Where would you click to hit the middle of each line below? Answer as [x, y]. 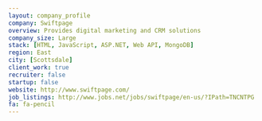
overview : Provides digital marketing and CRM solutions [105, 30]
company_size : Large [43, 38]
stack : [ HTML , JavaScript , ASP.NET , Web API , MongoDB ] [101, 45]
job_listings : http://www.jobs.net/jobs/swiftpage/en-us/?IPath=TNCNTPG [131, 97]
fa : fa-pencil [32, 104]
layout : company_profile [49, 16]
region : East [30, 53]
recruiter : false [37, 75]
